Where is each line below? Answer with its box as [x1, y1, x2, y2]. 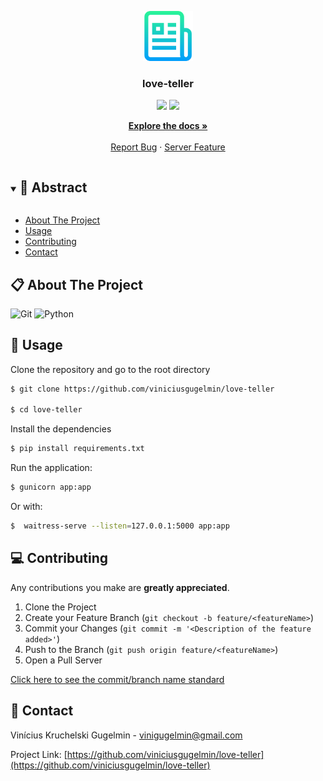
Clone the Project [24, 601, 97, 613]
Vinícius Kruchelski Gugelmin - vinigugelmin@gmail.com [10, 729, 243, 741]
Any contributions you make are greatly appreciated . [10, 581, 230, 593]
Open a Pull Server [24, 654, 103, 666]
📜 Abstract [19, 179, 88, 196]
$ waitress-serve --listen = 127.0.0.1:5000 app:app [10, 521, 230, 531]
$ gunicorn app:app [10, 482, 92, 493]
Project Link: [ [10, 748, 68, 760]
